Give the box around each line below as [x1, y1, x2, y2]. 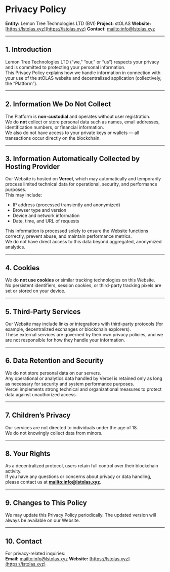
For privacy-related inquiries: [5, 550, 66, 557]
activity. [5, 468, 22, 474]
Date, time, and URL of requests [12, 218, 79, 224]
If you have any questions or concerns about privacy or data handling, [5, 473, 152, 480]
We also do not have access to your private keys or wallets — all [5, 130, 140, 136]
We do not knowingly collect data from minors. [5, 430, 103, 436]
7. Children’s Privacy [5, 411, 71, 420]
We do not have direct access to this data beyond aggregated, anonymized [5, 239, 162, 245]
